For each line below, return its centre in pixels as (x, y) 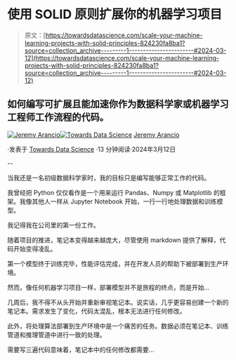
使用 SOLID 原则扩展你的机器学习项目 (115, 14)
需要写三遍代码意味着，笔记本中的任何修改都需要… (81, 349)
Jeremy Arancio (156, 135)
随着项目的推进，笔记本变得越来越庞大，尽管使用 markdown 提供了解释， (113, 240)
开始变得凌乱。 (35, 248)
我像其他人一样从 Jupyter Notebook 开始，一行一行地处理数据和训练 (118, 201)
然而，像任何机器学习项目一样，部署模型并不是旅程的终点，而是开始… (109, 287)
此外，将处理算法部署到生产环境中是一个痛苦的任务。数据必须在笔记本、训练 (118, 326)
